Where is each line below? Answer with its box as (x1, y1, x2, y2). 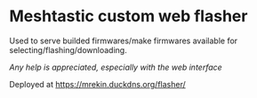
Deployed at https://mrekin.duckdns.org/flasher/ (9, 79, 187, 89)
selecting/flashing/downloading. (9, 44, 127, 55)
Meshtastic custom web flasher (9, 6, 248, 26)
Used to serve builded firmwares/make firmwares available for (9, 35, 238, 46)
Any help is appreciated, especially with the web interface (9, 62, 222, 72)
